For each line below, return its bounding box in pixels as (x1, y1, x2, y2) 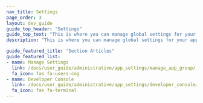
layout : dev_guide (6, 20, 53, 26)
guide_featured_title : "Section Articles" (6, 48, 115, 55)
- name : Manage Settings (6, 59, 69, 65)
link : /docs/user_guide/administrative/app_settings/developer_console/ (11, 82, 199, 88)
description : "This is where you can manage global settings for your (6, 37, 188, 43)
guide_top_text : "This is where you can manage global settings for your (6, 32, 196, 38)
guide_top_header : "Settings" (6, 25, 83, 32)
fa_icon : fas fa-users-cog (11, 70, 80, 76)
